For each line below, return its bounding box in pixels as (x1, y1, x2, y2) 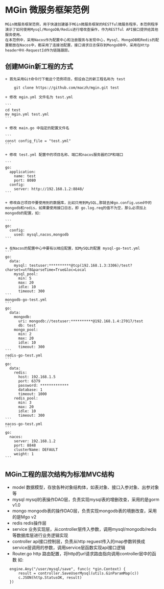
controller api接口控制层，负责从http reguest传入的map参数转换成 (12, 538, 145, 544)
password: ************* (18, 383, 69, 388)
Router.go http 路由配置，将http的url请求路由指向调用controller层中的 (12, 550, 152, 556)
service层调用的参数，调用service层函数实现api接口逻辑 (12, 544, 126, 550)
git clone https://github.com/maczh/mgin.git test (14, 85, 119, 90)
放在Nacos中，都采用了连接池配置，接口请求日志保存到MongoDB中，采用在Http (12, 43, 150, 47)
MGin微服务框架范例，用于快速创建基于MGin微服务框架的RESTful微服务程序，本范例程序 (5, 22, 158, 27)
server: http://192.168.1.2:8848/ (14, 187, 84, 191)
